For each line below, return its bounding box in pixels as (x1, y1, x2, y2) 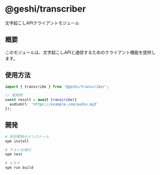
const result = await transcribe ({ (5, 97, 77, 102)
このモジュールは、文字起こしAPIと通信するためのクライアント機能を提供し (5, 49, 156, 55)
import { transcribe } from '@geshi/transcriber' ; (5, 84, 110, 89)
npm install (5, 139, 29, 143)
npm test (5, 152, 23, 157)
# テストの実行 (5, 147, 32, 152)
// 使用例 (5, 93, 23, 98)
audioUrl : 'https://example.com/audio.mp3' (9, 102, 98, 107)
